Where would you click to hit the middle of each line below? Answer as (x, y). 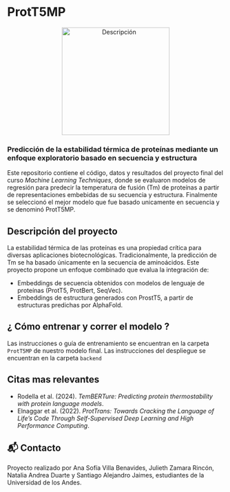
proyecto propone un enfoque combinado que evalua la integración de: (108, 270)
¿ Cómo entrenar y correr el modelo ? (88, 327)
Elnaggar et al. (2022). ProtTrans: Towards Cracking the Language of (116, 411)
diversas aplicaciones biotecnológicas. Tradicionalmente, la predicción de (112, 255)
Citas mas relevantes (53, 380)
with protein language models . (61, 403)
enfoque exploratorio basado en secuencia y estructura (102, 158)
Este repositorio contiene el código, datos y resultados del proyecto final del (115, 173)
